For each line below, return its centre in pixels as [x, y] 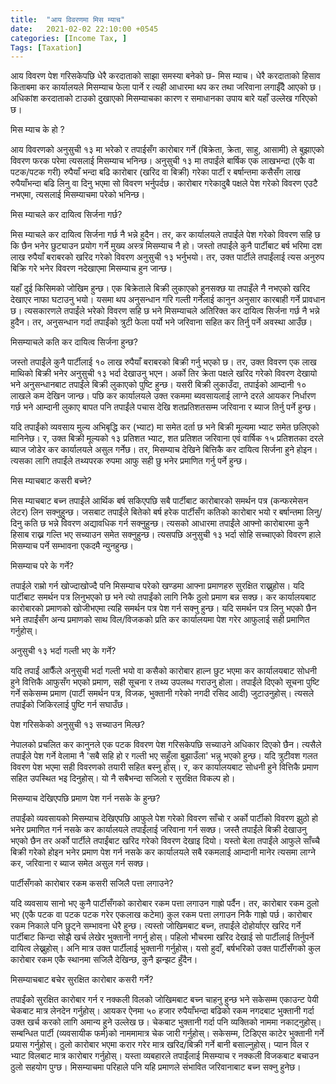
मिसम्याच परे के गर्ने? [42, 566]
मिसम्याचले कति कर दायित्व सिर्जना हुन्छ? [74, 342]
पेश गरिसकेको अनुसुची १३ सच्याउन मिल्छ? [78, 725]
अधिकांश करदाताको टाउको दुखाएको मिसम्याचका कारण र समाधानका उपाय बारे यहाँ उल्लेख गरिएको [164, 98]
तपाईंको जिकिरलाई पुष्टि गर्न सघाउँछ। [70, 705]
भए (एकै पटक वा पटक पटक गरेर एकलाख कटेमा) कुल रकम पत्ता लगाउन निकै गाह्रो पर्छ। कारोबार [161, 915]
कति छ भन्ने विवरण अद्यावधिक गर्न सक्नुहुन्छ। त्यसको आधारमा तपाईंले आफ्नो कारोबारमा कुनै [167, 523]
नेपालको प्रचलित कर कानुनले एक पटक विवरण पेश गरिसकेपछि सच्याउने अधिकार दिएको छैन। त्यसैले [166, 745]
